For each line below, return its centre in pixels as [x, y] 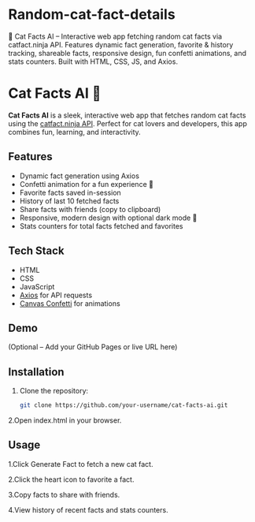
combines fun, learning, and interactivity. [75, 132]
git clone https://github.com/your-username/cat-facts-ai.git [124, 405]
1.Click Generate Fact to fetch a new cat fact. [81, 464]
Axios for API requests [56, 295]
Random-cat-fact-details [92, 15]
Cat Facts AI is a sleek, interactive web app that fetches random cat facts [127, 115]
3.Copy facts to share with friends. [64, 494]
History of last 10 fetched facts [69, 201]
